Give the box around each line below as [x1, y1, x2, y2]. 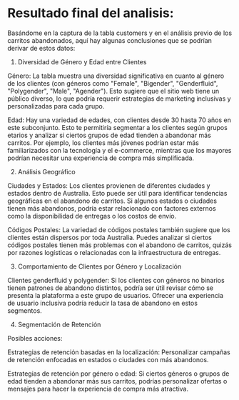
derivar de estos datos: [7, 44, 76, 52]
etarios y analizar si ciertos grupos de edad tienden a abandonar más [7, 131, 212, 139]
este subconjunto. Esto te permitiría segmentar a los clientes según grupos [7, 123, 228, 131]
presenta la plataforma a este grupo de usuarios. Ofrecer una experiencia [7, 291, 223, 299]
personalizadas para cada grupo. [7, 101, 105, 110]
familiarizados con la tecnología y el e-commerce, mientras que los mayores [7, 146, 232, 154]
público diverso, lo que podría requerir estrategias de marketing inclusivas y [7, 94, 231, 103]
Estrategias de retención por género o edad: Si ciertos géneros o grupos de [7, 369, 230, 378]
